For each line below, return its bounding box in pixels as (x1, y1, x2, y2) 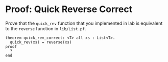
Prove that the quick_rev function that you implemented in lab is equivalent (5, 20, 163, 26)
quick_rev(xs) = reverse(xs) (10, 39, 72, 45)
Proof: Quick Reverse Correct (5, 4, 133, 15)
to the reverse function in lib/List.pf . (5, 25, 86, 31)
